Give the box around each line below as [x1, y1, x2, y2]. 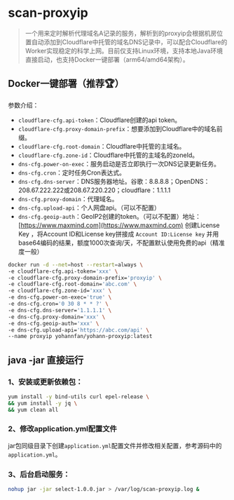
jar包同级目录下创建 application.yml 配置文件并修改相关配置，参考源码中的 [8, 441, 222, 450]
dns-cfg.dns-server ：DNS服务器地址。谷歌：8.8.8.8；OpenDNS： [18, 177, 210, 185]
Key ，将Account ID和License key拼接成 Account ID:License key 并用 [18, 229, 219, 238]
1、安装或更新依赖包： [8, 377, 83, 386]
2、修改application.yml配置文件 [8, 424, 118, 434]
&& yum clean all [8, 406, 59, 413]
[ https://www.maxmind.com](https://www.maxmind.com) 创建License [18, 221, 220, 229]
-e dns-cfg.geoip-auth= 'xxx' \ [8, 320, 99, 327]
